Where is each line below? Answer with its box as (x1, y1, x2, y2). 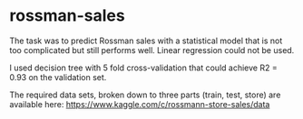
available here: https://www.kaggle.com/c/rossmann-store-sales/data (9, 98, 270, 109)
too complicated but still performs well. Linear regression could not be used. (9, 44, 295, 55)
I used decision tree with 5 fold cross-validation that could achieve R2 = (9, 62, 279, 73)
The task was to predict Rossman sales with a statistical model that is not (9, 35, 283, 46)
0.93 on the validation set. (9, 71, 107, 82)
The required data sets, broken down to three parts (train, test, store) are (9, 89, 281, 100)
